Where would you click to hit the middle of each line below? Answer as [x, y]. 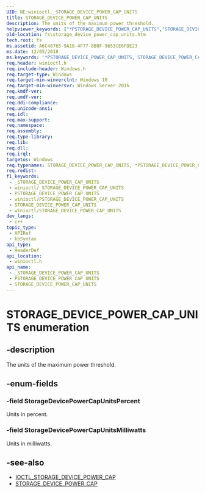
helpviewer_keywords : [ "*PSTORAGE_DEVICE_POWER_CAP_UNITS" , [85, 29]
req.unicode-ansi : [30, 108]
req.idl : [17, 114]
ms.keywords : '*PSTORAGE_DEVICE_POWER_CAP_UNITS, [71, 57]
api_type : [19, 245]
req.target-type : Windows [39, 74]
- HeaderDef [24, 250]
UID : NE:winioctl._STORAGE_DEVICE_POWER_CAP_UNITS [72, 12]
